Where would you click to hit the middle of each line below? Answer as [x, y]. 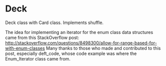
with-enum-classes [25, 48]
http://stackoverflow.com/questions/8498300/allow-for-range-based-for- [81, 42]
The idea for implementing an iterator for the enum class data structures [79, 32]
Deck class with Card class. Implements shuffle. [54, 22]
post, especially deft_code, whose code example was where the [71, 53]
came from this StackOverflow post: [42, 37]
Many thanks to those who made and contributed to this [103, 48]
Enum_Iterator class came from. [38, 58]
